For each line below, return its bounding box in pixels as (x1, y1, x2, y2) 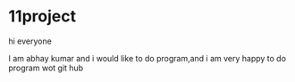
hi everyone (8, 36, 53, 46)
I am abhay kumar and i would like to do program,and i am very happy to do (8, 53, 287, 63)
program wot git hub (8, 62, 84, 73)
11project (8, 6, 77, 27)
